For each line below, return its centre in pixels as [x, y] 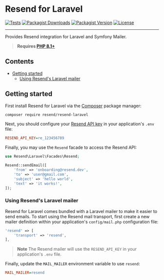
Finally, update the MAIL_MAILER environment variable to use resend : [72, 264]
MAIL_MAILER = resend [25, 273]
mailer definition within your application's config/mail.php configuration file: [82, 222]
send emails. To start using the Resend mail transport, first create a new [77, 216]
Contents [20, 61]
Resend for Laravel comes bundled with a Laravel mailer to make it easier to [81, 211]
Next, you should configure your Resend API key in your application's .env [80, 124]
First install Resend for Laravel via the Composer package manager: [73, 106]
